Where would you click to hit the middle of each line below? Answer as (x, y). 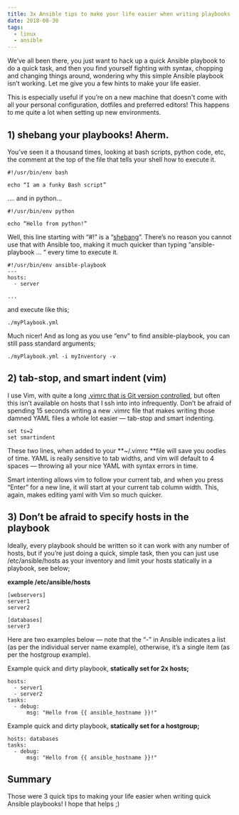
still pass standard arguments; (52, 343)
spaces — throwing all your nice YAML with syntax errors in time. (103, 466)
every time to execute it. (83, 252)
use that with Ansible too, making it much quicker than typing (97, 244)
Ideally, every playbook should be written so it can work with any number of (118, 545)
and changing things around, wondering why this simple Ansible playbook (116, 76)
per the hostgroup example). (49, 654)
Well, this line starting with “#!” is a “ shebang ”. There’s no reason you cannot (119, 237)
